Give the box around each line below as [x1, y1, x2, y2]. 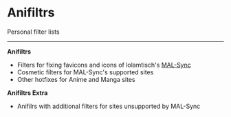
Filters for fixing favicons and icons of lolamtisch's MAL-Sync [16, 61, 191, 69]
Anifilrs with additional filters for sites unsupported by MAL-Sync [16, 102, 201, 110]
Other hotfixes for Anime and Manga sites [16, 75, 135, 83]
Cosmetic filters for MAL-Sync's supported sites [16, 67, 154, 76]
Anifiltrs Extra [7, 88, 48, 97]
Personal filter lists [7, 28, 60, 36]
